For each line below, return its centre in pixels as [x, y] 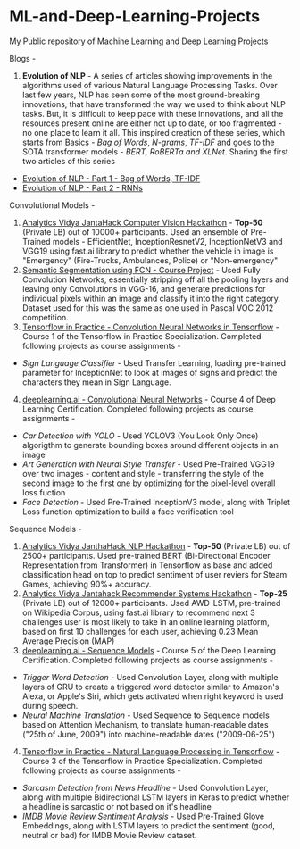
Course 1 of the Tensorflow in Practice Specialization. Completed [142, 336]
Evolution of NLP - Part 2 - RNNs [82, 187]
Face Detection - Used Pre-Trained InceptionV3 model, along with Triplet [156, 502]
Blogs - [23, 58]
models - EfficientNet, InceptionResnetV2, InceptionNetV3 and [167, 241]
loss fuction [44, 492]
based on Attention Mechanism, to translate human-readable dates [146, 724]
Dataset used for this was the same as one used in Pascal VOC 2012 [148, 308]
